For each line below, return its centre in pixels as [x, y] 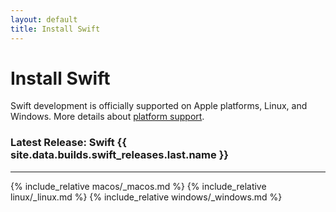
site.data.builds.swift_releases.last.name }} [119, 155]
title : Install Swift [55, 29]
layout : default [44, 19]
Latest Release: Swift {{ [68, 143]
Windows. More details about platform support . [107, 117]
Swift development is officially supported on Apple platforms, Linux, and [159, 106]
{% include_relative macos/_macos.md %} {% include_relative [138, 186]
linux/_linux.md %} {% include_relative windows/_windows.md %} [146, 197]
